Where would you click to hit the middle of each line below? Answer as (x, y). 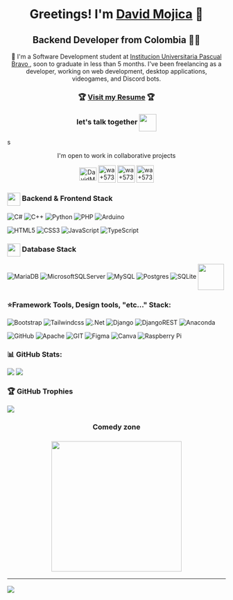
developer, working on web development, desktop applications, (116, 71)
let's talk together (107, 122)
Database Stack (49, 250)
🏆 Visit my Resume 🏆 (116, 97)
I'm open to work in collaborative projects (116, 156)
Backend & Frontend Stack (67, 199)
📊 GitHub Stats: (35, 355)
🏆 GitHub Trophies (40, 391)
